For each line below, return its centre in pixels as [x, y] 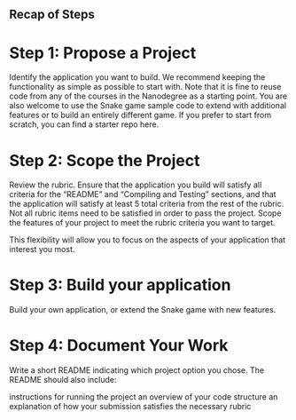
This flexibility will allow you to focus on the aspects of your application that [148, 240]
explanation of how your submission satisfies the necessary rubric [130, 407]
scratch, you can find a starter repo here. [84, 124]
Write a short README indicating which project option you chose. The [136, 370]
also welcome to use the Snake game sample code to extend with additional [148, 106]
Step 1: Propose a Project [103, 53]
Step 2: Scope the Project [105, 160]
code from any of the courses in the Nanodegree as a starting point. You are [148, 96]
